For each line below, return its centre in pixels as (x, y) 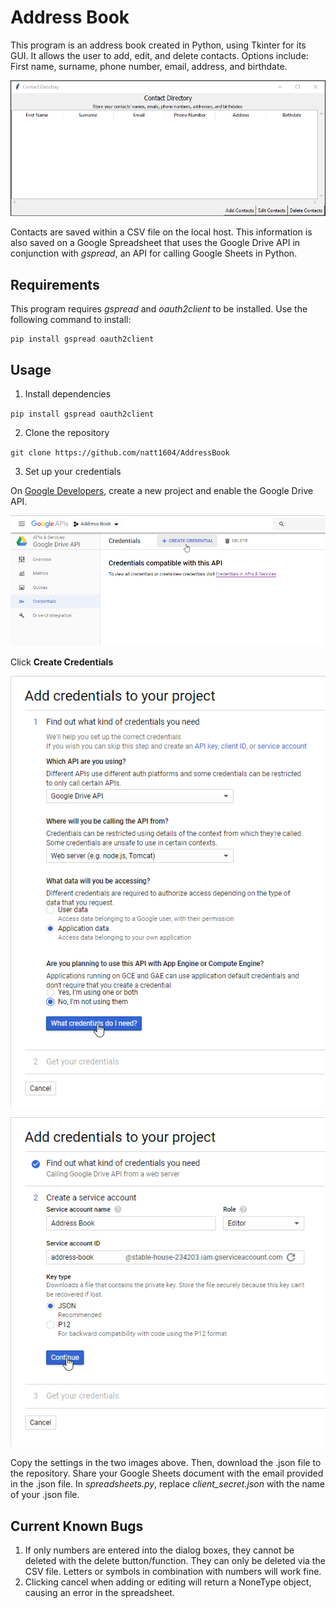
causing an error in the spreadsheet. (99, 1592)
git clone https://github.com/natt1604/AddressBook (120, 453)
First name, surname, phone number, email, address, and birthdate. (149, 66)
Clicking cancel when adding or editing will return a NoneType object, (168, 1582)
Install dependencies (68, 394)
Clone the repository (67, 433)
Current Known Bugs (77, 1526)
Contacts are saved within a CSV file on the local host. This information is (161, 232)
